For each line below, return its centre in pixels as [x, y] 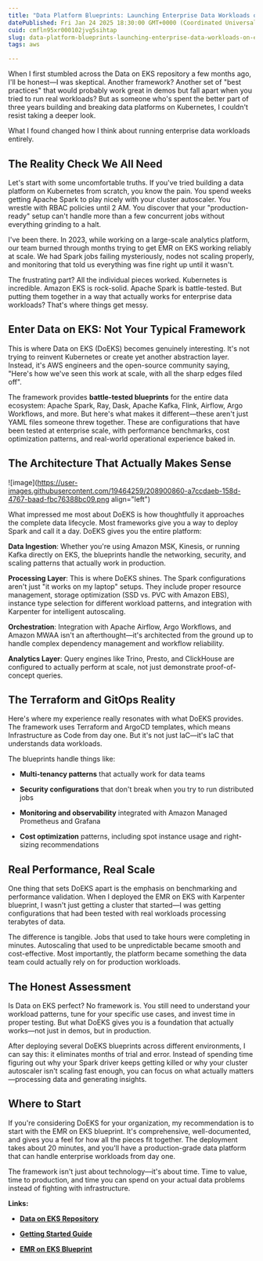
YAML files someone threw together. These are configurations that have [124, 422]
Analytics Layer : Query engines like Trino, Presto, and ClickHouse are [121, 658]
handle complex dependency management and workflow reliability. [116, 643]
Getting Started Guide [56, 1234]
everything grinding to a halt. [55, 224]
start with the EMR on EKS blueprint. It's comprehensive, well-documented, [130, 1131]
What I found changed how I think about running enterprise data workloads [129, 131]
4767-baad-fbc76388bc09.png [59, 499]
